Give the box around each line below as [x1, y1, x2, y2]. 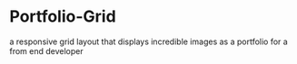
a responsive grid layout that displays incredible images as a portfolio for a [9, 36, 288, 47]
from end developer [9, 45, 84, 56]
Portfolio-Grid [9, 6, 116, 27]
